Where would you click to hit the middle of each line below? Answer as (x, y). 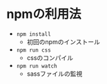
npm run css (33, 50)
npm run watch (37, 66)
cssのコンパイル (50, 57)
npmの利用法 (44, 14)
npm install (33, 34)
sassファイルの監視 (55, 74)
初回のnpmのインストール (64, 41)
